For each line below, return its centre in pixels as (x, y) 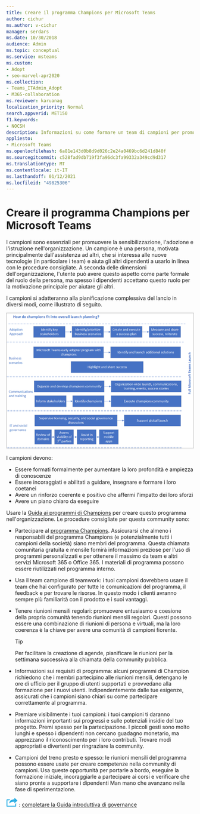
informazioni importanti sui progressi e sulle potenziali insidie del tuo (99, 721)
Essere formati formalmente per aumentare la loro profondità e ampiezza (104, 469)
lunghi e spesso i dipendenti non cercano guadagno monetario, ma (97, 733)
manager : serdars (28, 32)
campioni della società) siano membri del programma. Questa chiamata (102, 543)
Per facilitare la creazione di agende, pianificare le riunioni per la (94, 653)
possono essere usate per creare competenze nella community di (95, 764)
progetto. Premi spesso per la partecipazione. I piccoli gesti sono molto (102, 727)
